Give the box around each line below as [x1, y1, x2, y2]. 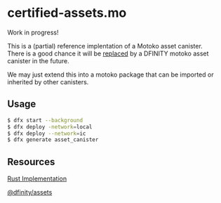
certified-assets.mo [7, 5, 127, 21]
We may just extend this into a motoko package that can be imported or [7, 70, 214, 79]
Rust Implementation [7, 174, 67, 183]
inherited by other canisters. [7, 77, 89, 86]
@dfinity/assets [7, 188, 53, 197]
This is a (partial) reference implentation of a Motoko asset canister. [7, 41, 203, 50]
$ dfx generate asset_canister [7, 136, 99, 143]
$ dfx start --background [7, 117, 83, 124]
